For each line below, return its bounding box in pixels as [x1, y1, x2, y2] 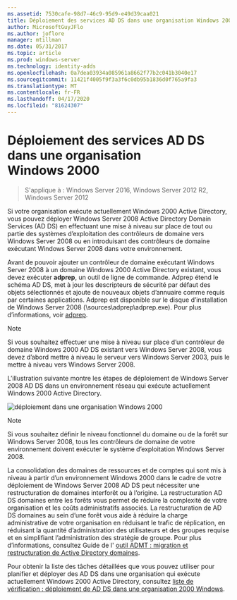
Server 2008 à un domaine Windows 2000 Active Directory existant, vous [7, 265, 221, 274]
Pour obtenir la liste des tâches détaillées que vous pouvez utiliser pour [7, 562, 215, 570]
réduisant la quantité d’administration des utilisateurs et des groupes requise [7, 526, 229, 534]
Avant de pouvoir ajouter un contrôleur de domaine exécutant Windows [7, 258, 215, 267]
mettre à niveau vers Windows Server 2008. [7, 360, 135, 369]
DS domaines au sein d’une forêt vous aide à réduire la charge [7, 510, 188, 519]
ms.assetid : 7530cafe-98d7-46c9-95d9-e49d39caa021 [7, 10, 159, 18]
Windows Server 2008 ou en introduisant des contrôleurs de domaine [7, 237, 210, 245]
